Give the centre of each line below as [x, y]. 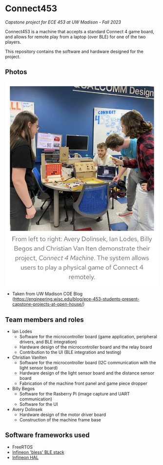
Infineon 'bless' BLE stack [38, 452]
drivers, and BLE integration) [48, 342]
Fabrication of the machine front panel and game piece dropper [83, 383]
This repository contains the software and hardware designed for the [74, 51]
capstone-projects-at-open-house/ [48, 304]
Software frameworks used [47, 435]
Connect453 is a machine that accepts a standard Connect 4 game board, [80, 31]
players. [13, 42]
